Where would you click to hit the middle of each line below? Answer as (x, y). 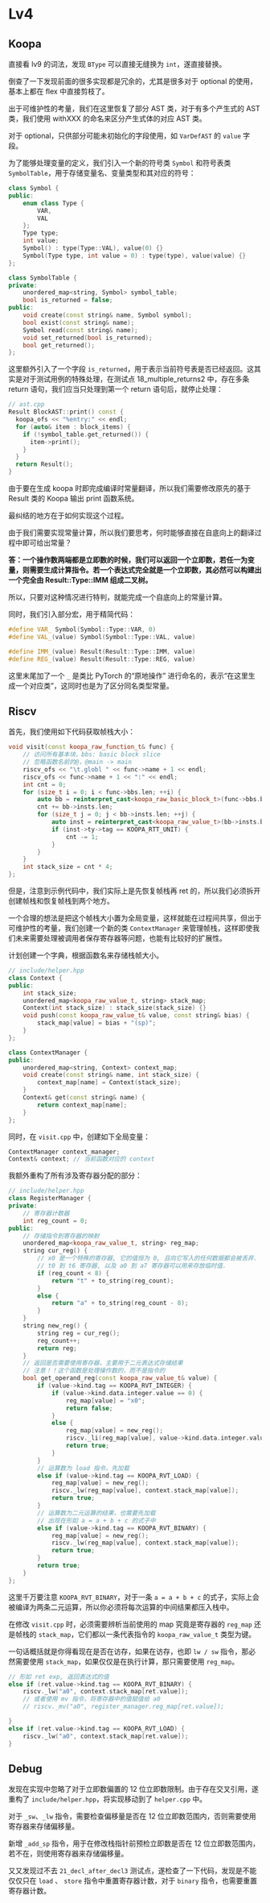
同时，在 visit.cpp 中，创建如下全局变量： (80, 1136)
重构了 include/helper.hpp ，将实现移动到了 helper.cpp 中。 (108, 1799)
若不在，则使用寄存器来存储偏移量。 (68, 1854)
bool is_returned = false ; (68, 300)
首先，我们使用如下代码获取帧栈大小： (72, 732)
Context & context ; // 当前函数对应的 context (82, 1159)
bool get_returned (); (59, 345)
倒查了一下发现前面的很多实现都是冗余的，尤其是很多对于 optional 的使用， (133, 81)
